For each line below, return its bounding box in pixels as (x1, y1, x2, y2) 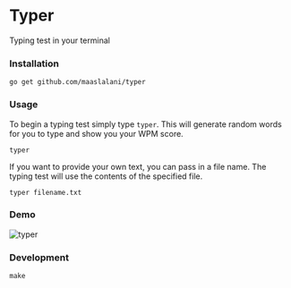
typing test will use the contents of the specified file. (9, 171, 203, 182)
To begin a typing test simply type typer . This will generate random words (9, 118, 282, 130)
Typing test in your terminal (9, 35, 110, 46)
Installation (9, 57, 60, 70)
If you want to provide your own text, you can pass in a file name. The (9, 161, 267, 172)
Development (9, 251, 70, 264)
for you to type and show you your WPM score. (9, 128, 184, 139)
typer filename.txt (9, 188, 82, 197)
